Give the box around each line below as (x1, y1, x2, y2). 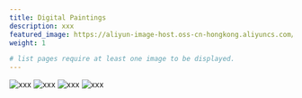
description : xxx (9, 22, 75, 31)
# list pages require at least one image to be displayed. (9, 55, 235, 64)
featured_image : (9, 30, 70, 39)
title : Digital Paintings (9, 13, 106, 22)
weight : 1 (9, 38, 47, 48)
